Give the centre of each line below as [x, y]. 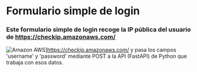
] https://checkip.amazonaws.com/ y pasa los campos [111, 50]
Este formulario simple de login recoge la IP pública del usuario [99, 30]
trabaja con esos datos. [35, 62]
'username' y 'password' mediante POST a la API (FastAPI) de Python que [97, 56]
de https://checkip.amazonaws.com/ [61, 37]
